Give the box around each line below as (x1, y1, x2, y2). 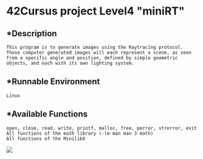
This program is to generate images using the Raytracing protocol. (6, 44, 184, 50)
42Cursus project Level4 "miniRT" (6, 4, 185, 18)
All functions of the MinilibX (6, 135, 86, 141)
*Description (6, 28, 57, 39)
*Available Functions (6, 109, 88, 119)
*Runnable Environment (6, 77, 100, 87)
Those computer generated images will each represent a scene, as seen (6, 50, 191, 56)
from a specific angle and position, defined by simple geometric (6, 55, 178, 61)
